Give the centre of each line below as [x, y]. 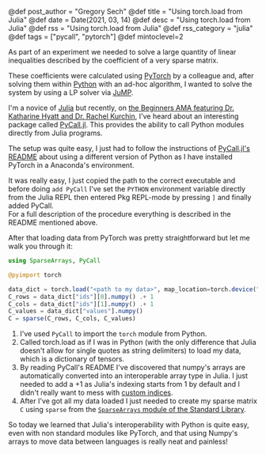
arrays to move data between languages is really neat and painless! [118, 441]
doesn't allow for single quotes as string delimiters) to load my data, [130, 350]
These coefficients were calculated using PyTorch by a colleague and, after [131, 76]
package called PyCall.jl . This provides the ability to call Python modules [126, 125]
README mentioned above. [53, 222]
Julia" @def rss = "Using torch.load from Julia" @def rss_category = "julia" [131, 28]
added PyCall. [31, 206]
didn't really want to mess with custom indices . [96, 393]
